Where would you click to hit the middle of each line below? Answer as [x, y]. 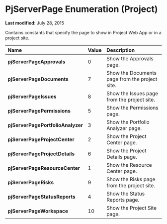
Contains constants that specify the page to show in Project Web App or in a [83, 32]
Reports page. [123, 200]
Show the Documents [132, 73]
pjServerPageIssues [32, 97]
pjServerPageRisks [31, 182]
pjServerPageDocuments [38, 79]
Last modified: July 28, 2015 [35, 23]
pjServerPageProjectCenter [41, 139]
